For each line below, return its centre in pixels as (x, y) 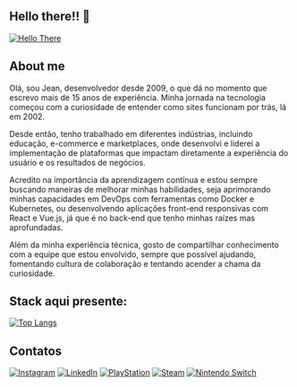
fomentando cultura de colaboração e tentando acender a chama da (135, 263)
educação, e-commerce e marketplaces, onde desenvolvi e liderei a (135, 143)
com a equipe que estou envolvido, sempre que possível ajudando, (133, 254)
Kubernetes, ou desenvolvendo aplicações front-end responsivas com (139, 208)
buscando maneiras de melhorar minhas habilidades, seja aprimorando (140, 189)
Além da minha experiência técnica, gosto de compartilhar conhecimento (144, 245)
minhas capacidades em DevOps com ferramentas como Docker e (132, 199)
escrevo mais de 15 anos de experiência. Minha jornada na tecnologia (138, 97)
